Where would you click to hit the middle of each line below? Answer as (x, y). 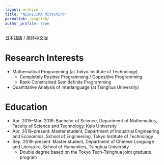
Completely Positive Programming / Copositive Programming (81, 77)
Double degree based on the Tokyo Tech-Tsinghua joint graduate (85, 152)
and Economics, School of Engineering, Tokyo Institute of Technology (83, 137)
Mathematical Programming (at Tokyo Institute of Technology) (75, 72)
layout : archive (22, 10)
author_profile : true (27, 23)
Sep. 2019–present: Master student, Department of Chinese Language (83, 142)
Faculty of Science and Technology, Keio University (64, 126)
